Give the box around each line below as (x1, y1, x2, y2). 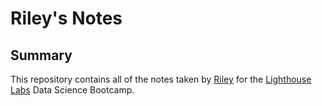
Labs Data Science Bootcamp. (10, 84, 135, 96)
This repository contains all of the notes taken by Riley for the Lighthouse (10, 73, 312, 85)
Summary (10, 47, 73, 64)
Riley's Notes (10, 7, 123, 30)
